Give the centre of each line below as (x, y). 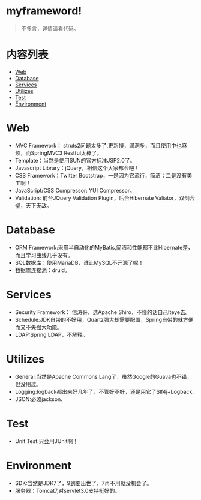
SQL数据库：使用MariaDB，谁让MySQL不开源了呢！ (79, 262)
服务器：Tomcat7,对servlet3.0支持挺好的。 (67, 490)
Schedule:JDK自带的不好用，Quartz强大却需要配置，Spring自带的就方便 (104, 319)
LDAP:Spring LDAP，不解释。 (51, 334)
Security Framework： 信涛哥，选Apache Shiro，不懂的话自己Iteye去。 (103, 312)
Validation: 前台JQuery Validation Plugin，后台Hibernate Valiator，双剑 (102, 198)
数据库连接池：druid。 (42, 270)
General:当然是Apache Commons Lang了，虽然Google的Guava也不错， (103, 376)
